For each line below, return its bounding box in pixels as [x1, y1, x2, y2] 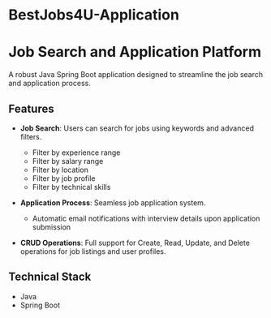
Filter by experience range [32, 148, 121, 157]
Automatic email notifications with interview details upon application [32, 213, 260, 223]
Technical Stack [8, 270, 92, 284]
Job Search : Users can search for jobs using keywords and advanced [19, 123, 254, 133]
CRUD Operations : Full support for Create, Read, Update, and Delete [19, 238, 250, 247]
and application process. [8, 79, 91, 88]
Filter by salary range [32, 156, 104, 165]
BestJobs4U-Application [8, 6, 180, 24]
